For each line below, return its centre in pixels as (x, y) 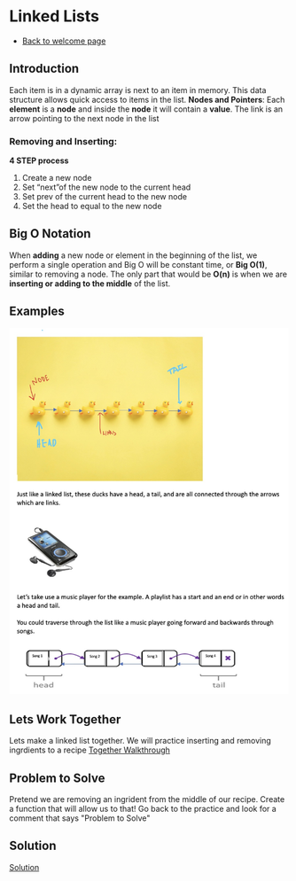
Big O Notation (50, 234)
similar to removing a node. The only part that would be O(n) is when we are (148, 274)
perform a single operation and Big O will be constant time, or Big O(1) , (138, 264)
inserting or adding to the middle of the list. (90, 283)
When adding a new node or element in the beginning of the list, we (133, 255)
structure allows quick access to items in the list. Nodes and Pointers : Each (147, 99)
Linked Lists (55, 16)
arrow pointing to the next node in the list (84, 118)
